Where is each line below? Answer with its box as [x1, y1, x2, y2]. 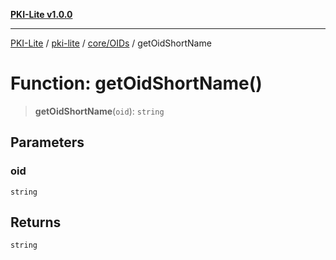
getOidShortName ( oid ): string [34, 105, 165, 117]
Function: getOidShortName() [10, 72, 263, 95]
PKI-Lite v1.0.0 [10, 9, 73, 20]
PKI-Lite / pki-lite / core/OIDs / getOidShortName [10, 37, 212, 49]
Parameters [10, 134, 85, 151]
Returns [10, 214, 62, 231]
